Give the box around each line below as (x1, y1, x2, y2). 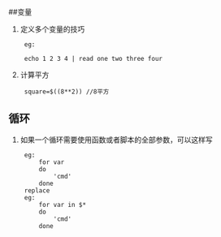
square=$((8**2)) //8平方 (24, 88, 110, 96)
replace (24, 186, 50, 195)
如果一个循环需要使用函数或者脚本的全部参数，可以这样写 (19, 135, 213, 144)
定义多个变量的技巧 (19, 24, 85, 34)
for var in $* (38, 200, 87, 209)
